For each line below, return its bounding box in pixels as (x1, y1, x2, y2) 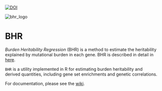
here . (5, 57, 16, 63)
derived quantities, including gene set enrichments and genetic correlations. (5, 71, 158, 77)
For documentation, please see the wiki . (5, 80, 85, 86)
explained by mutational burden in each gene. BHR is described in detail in (5, 52, 154, 57)
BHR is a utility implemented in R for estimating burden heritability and (5, 66, 143, 72)
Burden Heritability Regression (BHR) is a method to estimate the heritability (5, 46, 157, 52)
